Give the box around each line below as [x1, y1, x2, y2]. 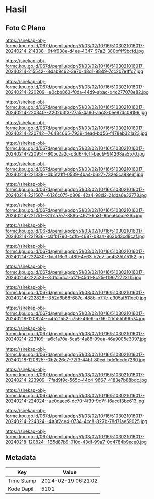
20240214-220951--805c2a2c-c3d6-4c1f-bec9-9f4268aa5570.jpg [5, 151, 145, 157]
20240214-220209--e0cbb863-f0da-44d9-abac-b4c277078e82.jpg [5, 89, 149, 95]
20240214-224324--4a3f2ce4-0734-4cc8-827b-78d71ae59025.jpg [5, 418, 148, 424]
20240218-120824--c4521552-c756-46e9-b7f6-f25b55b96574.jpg [5, 316, 146, 321]
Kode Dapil [8, 485, 34, 492]
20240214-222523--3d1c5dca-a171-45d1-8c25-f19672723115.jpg [5, 275, 142, 280]
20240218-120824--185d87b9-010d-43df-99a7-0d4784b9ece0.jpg [5, 439, 147, 445]
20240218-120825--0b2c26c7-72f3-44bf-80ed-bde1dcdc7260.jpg [5, 357, 146, 363]
